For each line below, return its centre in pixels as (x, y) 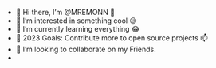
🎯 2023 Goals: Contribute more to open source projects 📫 (112, 38)
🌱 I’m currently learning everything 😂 (78, 29)
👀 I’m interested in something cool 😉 (76, 21)
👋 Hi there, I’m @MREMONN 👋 (65, 12)
